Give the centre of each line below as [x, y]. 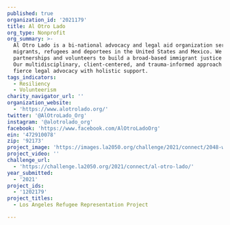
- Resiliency [32, 84]
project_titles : [30, 199]
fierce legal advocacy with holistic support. [81, 71]
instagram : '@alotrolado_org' [50, 122]
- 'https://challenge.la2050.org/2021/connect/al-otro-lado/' [104, 166]
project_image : [29, 147]
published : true [30, 13]
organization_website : [39, 103]
